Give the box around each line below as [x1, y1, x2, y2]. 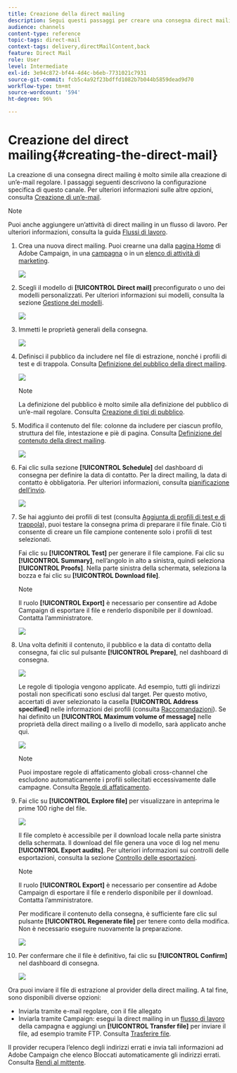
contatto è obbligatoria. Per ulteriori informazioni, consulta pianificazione [18, 478, 230, 487]
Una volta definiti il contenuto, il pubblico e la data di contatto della [18, 640, 212, 649]
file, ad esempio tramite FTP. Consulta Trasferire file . [18, 1029, 172, 1038]
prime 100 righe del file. [18, 804, 87, 812]
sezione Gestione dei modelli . [18, 298, 104, 307]
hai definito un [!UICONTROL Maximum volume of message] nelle [18, 712, 212, 720]
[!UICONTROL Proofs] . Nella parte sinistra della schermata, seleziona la [18, 564, 227, 572]
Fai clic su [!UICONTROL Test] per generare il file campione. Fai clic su [18, 548, 224, 557]
